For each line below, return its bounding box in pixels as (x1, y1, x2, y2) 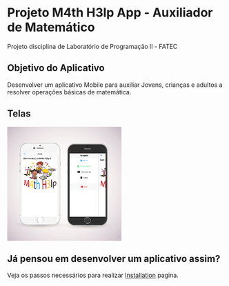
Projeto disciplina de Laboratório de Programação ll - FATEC (7, 42, 178, 50)
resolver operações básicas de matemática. (7, 88, 132, 96)
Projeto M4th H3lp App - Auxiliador (7, 5, 213, 21)
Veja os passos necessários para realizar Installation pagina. (7, 271, 179, 280)
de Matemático (7, 19, 95, 35)
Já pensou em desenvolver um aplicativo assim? (7, 253, 221, 265)
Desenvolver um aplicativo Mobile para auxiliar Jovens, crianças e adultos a (7, 81, 223, 89)
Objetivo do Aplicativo (7, 62, 105, 74)
